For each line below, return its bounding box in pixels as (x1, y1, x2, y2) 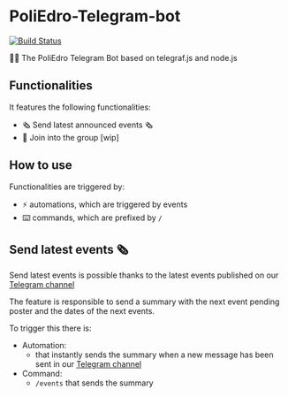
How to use (9, 157, 72, 173)
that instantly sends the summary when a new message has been (34, 349, 274, 360)
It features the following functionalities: (9, 102, 152, 112)
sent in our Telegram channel (34, 359, 142, 370)
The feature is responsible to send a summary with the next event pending (9, 296, 280, 307)
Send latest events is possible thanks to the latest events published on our (9, 270, 279, 280)
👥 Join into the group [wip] (21, 132, 119, 142)
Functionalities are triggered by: (9, 181, 125, 192)
